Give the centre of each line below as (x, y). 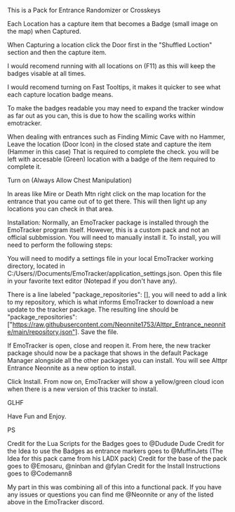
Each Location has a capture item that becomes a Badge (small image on (113, 24)
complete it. (25, 167)
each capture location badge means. (60, 95)
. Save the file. (98, 332)
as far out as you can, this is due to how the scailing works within (101, 116)
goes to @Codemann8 (40, 473)
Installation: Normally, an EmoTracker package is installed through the (108, 222)
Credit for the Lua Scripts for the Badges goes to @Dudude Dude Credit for (116, 443)
